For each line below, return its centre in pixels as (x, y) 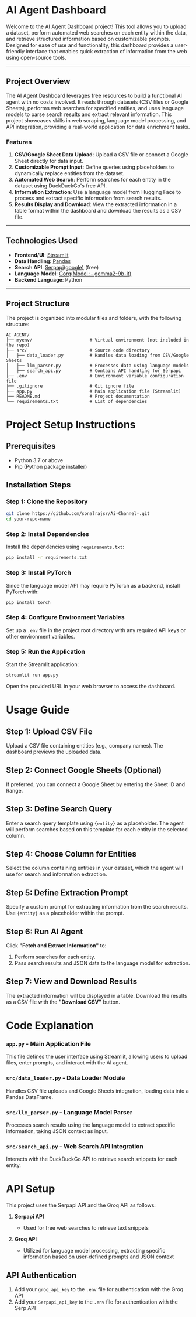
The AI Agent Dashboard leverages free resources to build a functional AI (94, 95)
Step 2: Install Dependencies (48, 534)
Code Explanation (50, 1025)
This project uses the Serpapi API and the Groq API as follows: (81, 1205)
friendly (15, 51)
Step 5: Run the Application (46, 651)
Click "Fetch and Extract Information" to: (56, 945)
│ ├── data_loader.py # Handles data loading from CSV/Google (98, 355)
